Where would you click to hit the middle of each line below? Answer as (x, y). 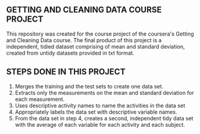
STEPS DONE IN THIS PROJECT (66, 72)
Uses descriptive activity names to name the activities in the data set (100, 105)
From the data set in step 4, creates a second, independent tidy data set (104, 118)
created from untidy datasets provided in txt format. (70, 53)
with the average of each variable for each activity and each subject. (100, 124)
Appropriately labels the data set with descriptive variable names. (96, 112)
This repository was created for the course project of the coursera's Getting (100, 34)
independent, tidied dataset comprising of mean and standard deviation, (95, 46)
